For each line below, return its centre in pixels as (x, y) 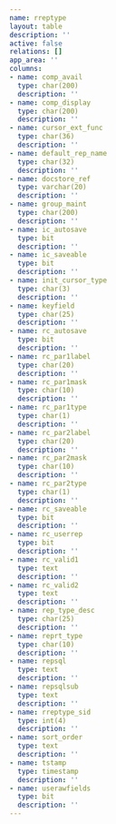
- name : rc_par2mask (48, 458)
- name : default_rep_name (58, 153)
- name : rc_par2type (48, 483)
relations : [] (36, 52)
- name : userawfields (50, 788)
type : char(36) (46, 137)
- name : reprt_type (46, 636)
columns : (26, 69)
